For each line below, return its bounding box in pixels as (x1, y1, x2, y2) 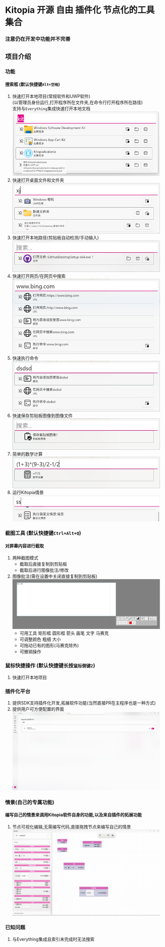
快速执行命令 (12, 355, 38, 361)
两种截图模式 (12, 555, 38, 561)
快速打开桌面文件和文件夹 (12, 177, 64, 183)
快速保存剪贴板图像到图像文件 (12, 413, 73, 418)
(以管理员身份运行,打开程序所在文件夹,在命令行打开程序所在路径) (12, 99, 143, 105)
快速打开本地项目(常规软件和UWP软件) (12, 93, 91, 99)
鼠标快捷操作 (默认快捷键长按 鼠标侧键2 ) (5, 662, 95, 669)
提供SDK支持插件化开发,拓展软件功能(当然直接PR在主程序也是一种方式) (12, 700, 156, 706)
